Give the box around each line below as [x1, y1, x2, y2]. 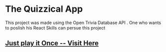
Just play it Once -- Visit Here [5, 39, 99, 48]
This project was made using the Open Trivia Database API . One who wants [5, 20, 162, 26]
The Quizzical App [5, 3, 83, 15]
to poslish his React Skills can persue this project [5, 25, 105, 30]
